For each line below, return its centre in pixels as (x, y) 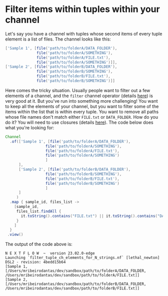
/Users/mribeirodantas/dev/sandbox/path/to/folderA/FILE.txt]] (72, 275)
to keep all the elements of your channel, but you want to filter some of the (82, 106)
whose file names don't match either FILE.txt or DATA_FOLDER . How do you (82, 117)
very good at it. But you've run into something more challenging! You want (81, 101)
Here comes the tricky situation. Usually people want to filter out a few (78, 90)
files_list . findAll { (39, 211)
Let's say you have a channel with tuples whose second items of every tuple (84, 34)
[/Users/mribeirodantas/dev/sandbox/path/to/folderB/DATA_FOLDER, (76, 284)
